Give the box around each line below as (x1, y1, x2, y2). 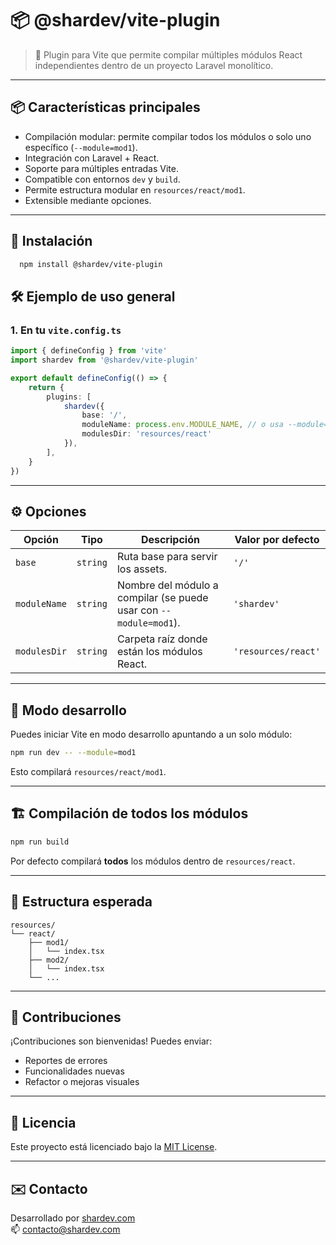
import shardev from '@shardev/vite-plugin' (10, 355, 199, 365)
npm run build (10, 837, 70, 847)
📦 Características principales (10, 99, 201, 116)
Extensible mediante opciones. (24, 194, 152, 206)
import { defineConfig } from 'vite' (10, 346, 168, 356)
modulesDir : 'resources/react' (81, 429, 213, 439)
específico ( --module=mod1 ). (24, 141, 138, 153)
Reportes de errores (24, 1055, 108, 1067)
